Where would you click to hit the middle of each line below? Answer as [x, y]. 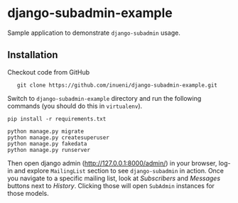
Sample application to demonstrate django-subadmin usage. [94, 33]
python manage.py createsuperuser [59, 137]
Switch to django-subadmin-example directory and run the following [104, 98]
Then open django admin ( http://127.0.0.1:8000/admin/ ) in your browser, [112, 163]
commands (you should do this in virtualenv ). [75, 106]
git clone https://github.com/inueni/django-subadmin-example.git [117, 85]
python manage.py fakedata [47, 143]
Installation [33, 55]
